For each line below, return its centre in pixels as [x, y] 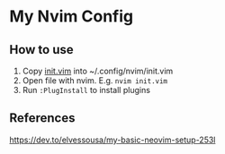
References [42, 118]
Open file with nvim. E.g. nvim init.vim [95, 81]
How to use [41, 50]
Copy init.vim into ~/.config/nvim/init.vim [98, 71]
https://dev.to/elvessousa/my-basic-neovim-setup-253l [112, 140]
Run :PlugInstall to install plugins [86, 90]
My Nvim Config [72, 17]
